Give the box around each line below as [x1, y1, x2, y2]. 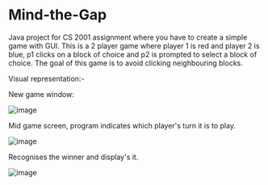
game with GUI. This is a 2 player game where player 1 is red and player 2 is [8, 40, 260, 50]
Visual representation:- [8, 74, 85, 83]
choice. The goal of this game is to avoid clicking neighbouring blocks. [8, 58, 244, 68]
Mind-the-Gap [8, 6, 107, 24]
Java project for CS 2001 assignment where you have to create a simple [8, 32, 248, 42]
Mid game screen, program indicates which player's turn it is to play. [8, 120, 237, 130]
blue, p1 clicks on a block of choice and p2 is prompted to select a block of [8, 49, 258, 59]
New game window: [8, 89, 74, 99]
